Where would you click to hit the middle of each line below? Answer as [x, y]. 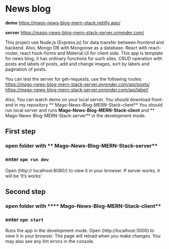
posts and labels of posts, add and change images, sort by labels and [77, 64]
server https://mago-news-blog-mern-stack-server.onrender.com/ [75, 32]
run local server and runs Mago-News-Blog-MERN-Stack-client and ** [80, 110]
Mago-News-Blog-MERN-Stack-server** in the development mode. [76, 115]
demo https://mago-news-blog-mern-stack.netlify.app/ [63, 23]
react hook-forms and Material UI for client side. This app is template [91, 53]
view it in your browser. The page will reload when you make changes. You [83, 236]
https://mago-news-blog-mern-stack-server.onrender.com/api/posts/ [78, 84]
